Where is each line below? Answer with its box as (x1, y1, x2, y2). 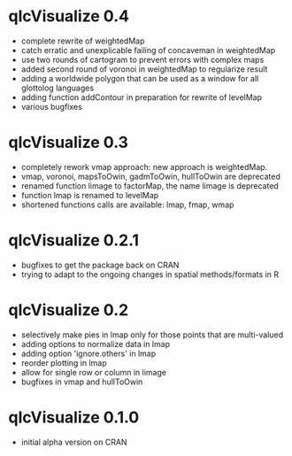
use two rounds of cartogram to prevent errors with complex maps (20, 54, 265, 65)
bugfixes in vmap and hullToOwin (20, 376, 143, 387)
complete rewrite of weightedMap (20, 35, 145, 46)
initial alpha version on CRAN (20, 437, 127, 447)
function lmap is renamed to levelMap (20, 189, 159, 200)
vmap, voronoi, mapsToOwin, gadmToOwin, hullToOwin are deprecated (20, 171, 280, 182)
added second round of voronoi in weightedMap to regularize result (20, 64, 268, 74)
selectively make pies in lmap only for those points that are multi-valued (20, 329, 284, 340)
